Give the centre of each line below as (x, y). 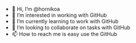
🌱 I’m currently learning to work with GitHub (65, 21)
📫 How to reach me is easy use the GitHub (64, 34)
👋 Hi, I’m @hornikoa (36, 9)
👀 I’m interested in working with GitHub (59, 15)
